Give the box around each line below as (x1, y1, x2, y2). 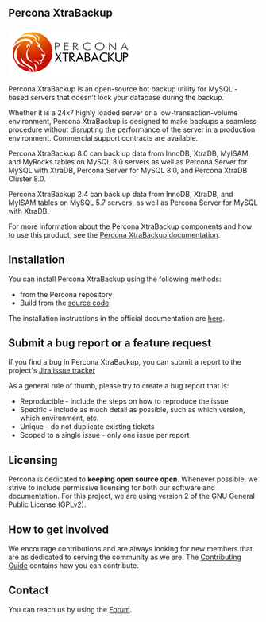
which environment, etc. (19, 413, 99, 423)
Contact (8, 584, 49, 597)
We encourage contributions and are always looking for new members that (8, 544, 253, 554)
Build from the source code (19, 298, 110, 307)
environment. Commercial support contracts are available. (8, 133, 199, 142)
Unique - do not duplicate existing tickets (19, 422, 155, 431)
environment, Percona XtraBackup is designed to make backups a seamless (8, 116, 257, 126)
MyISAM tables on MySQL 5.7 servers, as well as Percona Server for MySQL (8, 198, 258, 207)
